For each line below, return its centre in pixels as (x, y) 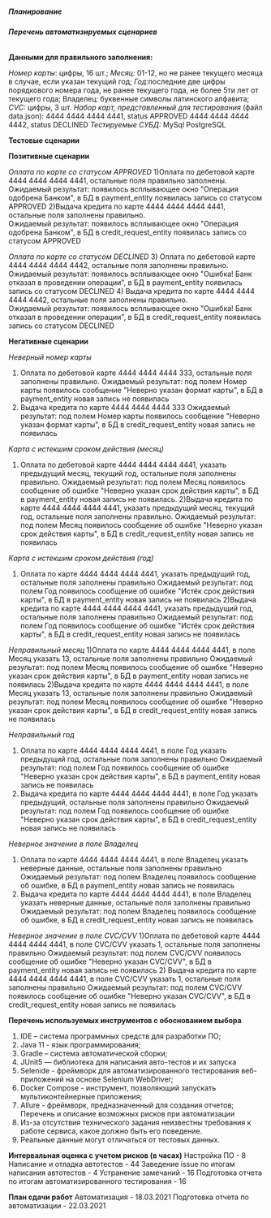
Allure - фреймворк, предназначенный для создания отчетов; (127, 1105)
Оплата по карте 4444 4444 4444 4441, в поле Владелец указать (134, 859)
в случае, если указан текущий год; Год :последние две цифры (117, 81)
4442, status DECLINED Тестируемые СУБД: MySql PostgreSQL (117, 124)
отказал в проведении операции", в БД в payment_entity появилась (125, 282)
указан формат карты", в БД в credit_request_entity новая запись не (138, 424)
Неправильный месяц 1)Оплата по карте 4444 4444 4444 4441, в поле (132, 650)
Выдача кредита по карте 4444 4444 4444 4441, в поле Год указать (139, 793)
